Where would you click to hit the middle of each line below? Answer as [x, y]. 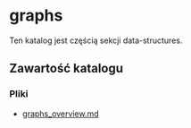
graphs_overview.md [60, 114]
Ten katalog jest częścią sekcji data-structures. [96, 40]
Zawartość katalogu [66, 68]
